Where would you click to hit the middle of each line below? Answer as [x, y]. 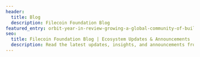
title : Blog [26, 17]
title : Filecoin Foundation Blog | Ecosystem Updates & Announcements [101, 39]
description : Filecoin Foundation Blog [61, 23]
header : [15, 12]
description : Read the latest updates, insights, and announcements [98, 45]
